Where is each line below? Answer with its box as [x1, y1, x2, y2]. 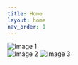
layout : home [7, 17, 46, 24]
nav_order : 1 [7, 23, 46, 30]
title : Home [7, 10, 43, 17]
